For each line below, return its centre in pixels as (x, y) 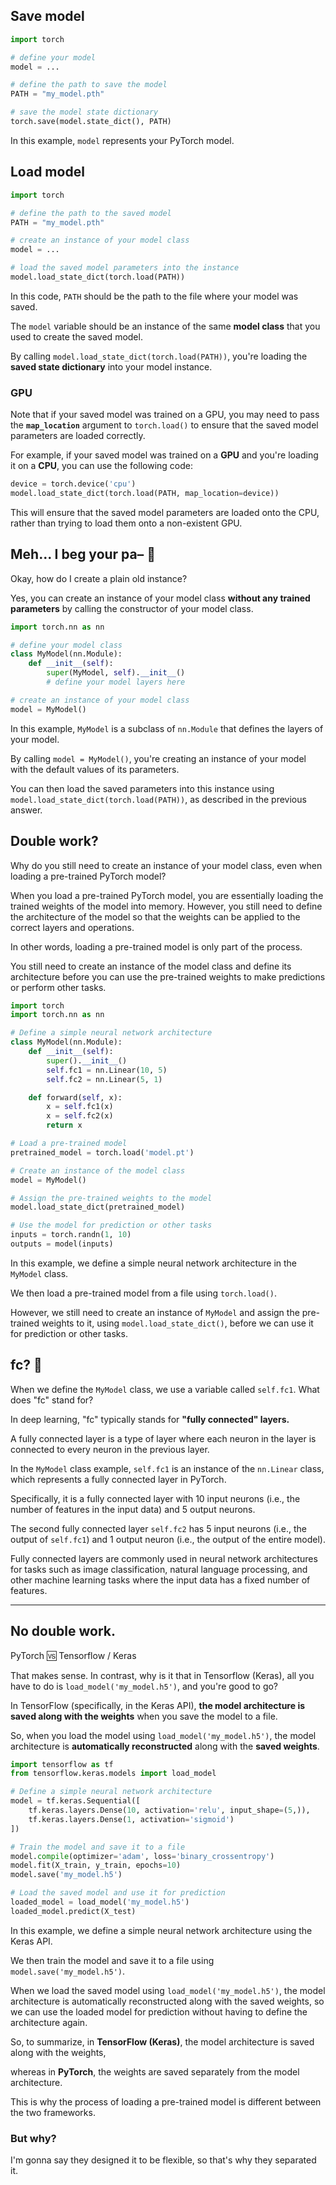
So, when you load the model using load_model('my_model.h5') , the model (163, 1735)
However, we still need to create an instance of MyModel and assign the (155, 1312)
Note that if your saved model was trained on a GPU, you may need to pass (165, 415)
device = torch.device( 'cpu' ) (73, 484)
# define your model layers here (116, 682)
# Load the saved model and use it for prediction (118, 1893)
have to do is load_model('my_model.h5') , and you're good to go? (144, 1686)
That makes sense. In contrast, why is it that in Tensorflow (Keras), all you (162, 1675)
